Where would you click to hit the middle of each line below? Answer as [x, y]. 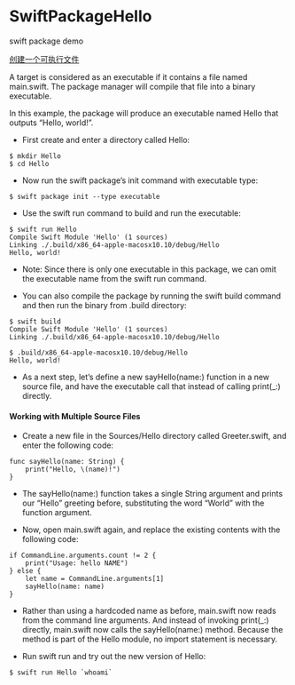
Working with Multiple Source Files [75, 416]
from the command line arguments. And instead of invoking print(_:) [145, 620]
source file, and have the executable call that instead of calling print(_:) [151, 386]
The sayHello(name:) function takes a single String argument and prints [152, 494]
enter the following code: [67, 445]
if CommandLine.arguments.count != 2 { [83, 556]
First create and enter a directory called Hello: [106, 139]
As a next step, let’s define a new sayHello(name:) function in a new [146, 377]
